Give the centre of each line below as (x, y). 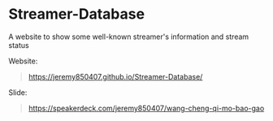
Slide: (18, 92)
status (19, 45)
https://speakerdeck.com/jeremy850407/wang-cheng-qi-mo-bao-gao (146, 108)
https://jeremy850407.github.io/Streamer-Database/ (115, 76)
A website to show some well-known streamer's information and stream (129, 37)
